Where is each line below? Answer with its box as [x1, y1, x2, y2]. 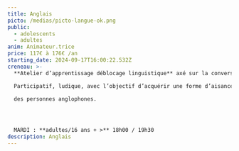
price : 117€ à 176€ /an [7, 50, 78, 57]
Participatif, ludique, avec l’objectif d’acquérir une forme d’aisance [14, 82, 234, 89]
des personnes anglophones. [14, 95, 97, 103]
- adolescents [14, 30, 55, 38]
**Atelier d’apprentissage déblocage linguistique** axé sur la [14, 69, 208, 77]
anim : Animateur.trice [7, 43, 75, 50]
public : [7, 23, 31, 30]
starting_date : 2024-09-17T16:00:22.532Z [7, 57, 132, 64]
